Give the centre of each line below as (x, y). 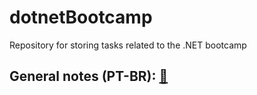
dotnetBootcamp (81, 17)
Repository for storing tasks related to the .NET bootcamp (128, 45)
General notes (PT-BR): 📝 (89, 76)
